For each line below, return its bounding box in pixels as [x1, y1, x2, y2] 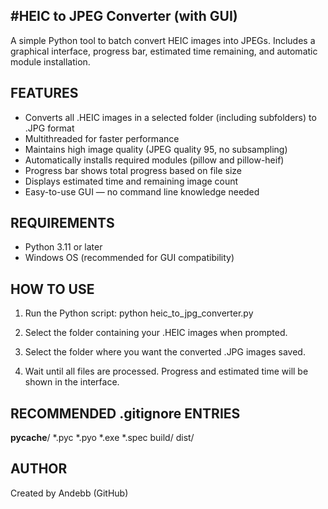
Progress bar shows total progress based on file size [24, 164, 242, 176]
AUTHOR [10, 460, 68, 478]
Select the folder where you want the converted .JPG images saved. [24, 346, 306, 358]
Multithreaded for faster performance [24, 132, 180, 144]
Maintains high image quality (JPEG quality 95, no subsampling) [24, 143, 288, 155]
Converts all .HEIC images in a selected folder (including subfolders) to [24, 111, 317, 123]
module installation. [10, 55, 91, 68]
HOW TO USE [10, 280, 95, 298]
